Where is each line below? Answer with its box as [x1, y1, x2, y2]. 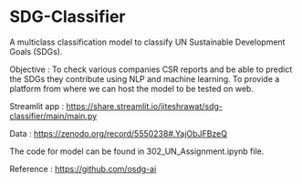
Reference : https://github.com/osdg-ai [9, 163, 157, 174]
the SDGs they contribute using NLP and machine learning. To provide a [9, 73, 280, 84]
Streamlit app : [9, 100, 65, 111]
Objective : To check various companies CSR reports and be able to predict [9, 64, 293, 75]
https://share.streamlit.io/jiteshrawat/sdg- [66, 100, 224, 111]
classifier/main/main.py [9, 110, 98, 121]
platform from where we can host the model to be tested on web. [9, 83, 254, 94]
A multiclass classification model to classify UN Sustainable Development [9, 36, 286, 47]
